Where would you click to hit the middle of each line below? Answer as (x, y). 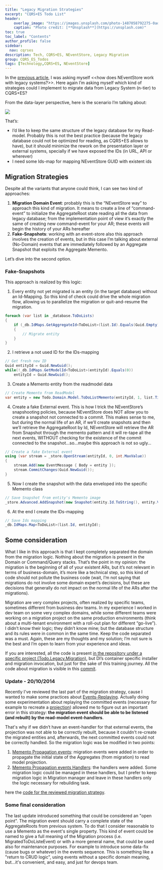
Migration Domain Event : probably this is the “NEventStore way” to (79, 203)
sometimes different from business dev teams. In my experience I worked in (81, 608)
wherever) (22, 157)
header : (13, 18)
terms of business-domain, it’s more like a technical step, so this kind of (77, 573)
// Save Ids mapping (26, 521)
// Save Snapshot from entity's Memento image (53, 498)
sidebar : (14, 46)
